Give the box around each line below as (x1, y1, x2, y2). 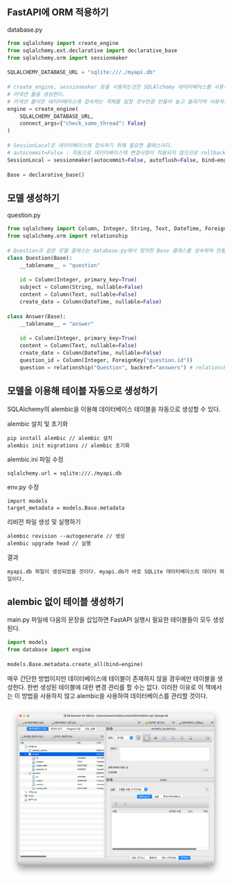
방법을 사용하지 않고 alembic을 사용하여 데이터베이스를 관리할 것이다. (21, 692, 209, 700)
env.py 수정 (7, 482, 39, 491)
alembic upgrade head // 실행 (7, 540, 91, 547)
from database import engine (7, 647, 91, 654)
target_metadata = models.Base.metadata (7, 505, 126, 511)
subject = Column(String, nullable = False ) (19, 283, 144, 291)
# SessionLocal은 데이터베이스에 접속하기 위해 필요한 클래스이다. (7, 142, 173, 149)
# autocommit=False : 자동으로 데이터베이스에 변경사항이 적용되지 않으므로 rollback (7, 149, 226, 156)
